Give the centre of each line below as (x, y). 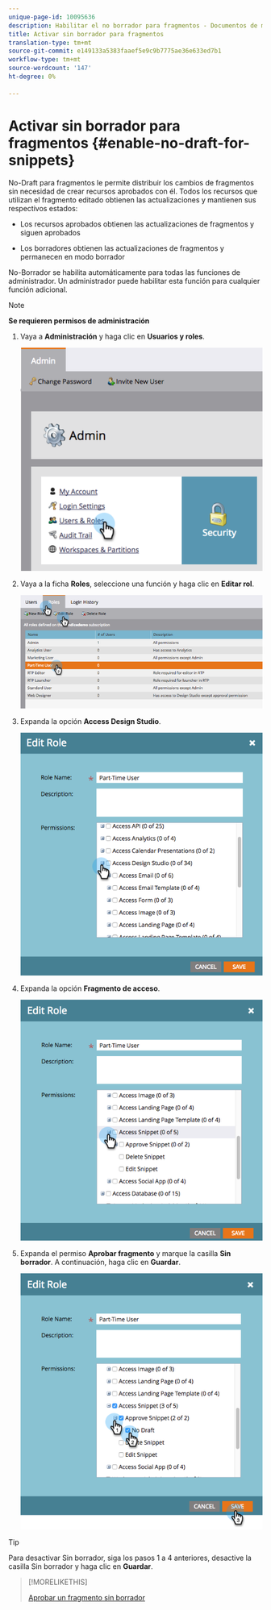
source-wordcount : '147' (50, 69)
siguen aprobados (50, 232)
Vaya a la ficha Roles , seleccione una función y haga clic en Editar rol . (137, 584)
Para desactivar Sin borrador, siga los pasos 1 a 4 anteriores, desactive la (130, 1558)
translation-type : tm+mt (50, 43)
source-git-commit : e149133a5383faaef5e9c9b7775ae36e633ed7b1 (115, 51)
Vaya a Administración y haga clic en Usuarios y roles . (113, 336)
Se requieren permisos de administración (79, 320)
